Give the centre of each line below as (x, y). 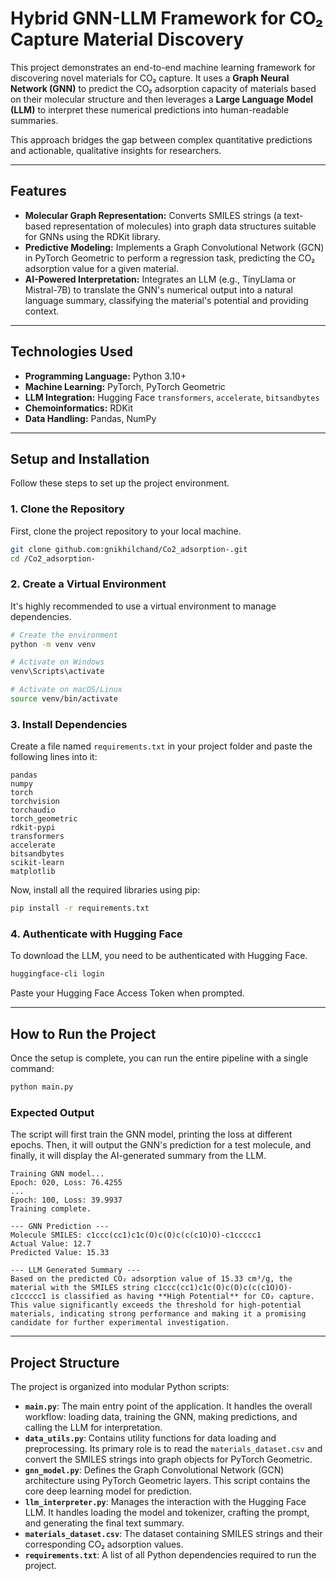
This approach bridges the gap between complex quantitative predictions (161, 139)
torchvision (35, 802)
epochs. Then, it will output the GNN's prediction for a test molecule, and (161, 1145)
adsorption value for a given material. (102, 268)
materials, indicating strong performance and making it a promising (158, 1314)
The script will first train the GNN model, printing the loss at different (151, 1134)
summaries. (34, 120)
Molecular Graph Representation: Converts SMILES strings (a (153, 215)
